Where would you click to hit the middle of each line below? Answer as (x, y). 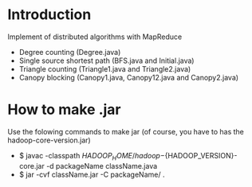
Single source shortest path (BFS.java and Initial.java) (106, 60)
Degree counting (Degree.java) (70, 52)
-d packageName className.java (102, 166)
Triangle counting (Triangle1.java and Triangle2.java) (105, 68)
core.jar (31, 166)
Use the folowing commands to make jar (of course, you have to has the (126, 131)
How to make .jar (64, 110)
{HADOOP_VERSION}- (201, 155)
